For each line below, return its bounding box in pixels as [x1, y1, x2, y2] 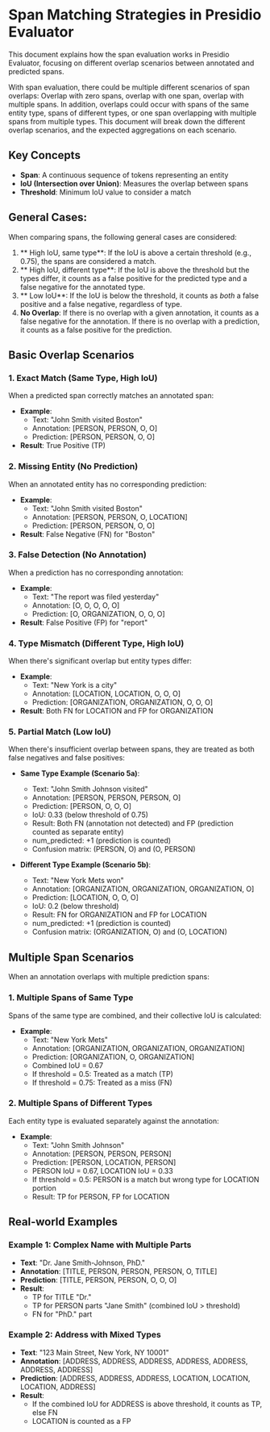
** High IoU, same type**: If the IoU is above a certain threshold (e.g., [19, 248, 252, 258]
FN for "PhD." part [31, 1309, 93, 1319]
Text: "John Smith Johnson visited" [31, 785, 149, 794]
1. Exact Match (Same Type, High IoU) [8, 372, 158, 383]
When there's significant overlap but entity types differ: [8, 656, 192, 666]
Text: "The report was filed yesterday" [31, 592, 160, 601]
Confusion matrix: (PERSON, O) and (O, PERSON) [31, 844, 196, 854]
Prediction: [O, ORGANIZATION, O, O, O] [31, 609, 165, 618]
